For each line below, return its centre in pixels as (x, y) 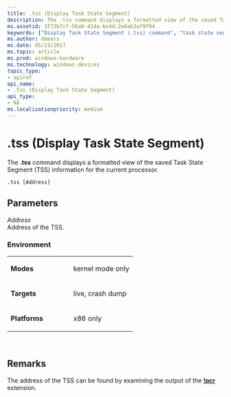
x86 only (87, 318)
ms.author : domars (33, 39)
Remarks (27, 364)
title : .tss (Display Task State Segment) (69, 13)
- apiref (20, 77)
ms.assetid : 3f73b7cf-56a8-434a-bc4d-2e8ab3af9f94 (81, 26)
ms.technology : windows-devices (53, 65)
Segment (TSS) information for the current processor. (83, 170)
